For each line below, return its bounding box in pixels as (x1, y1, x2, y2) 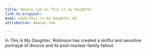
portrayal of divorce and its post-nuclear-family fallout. (5, 42, 115, 48)
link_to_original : (5, 11, 42, 16)
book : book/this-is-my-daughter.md (5, 16, 77, 21)
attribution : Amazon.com (5, 20, 55, 25)
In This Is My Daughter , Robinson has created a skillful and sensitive (5, 38, 142, 43)
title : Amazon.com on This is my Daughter (5, 7, 92, 12)
